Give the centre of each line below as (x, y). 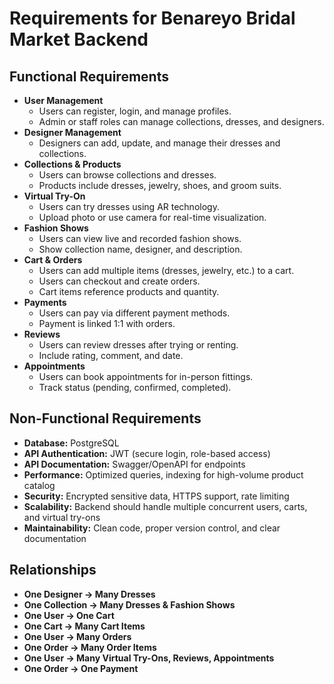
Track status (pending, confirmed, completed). (135, 387)
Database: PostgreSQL (71, 443)
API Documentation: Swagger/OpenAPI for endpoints (134, 464)
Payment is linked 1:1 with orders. (107, 323)
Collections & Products (72, 164)
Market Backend (79, 39)
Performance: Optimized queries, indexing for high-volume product (163, 474)
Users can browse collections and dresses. (127, 175)
